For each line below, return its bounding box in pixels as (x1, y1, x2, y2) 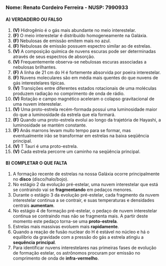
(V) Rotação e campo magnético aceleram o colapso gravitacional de (12, 96, 155, 102)
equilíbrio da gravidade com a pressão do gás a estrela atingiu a (12, 234, 144, 240)
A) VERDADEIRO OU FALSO (5, 16, 62, 22)
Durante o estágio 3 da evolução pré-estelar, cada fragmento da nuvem (12, 192, 160, 198)
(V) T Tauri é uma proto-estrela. (12, 143, 78, 149)
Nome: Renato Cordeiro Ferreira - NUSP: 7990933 (5, 4, 128, 11)
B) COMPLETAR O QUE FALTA (5, 160, 67, 166)
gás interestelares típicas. (12, 80, 66, 86)
